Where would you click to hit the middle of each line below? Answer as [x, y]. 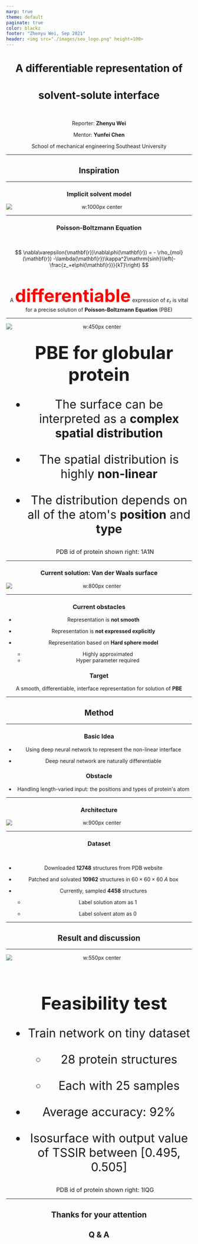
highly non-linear [109, 473]
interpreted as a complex [109, 418]
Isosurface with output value [109, 1138]
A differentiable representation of [99, 68]
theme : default [25, 17]
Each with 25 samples [119, 1086]
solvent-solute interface [99, 96]
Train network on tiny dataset [109, 1033]
